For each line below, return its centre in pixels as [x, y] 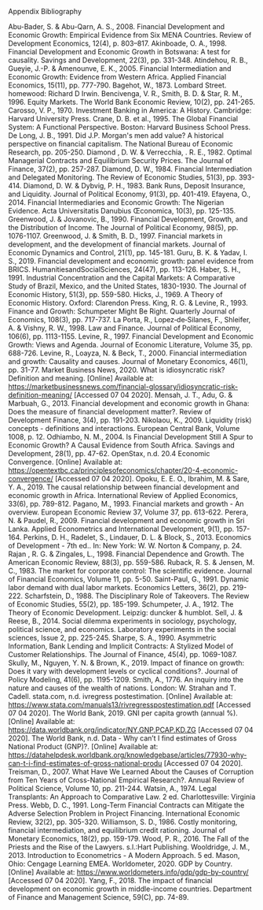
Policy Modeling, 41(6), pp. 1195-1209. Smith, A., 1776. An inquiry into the [126, 680]
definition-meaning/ [40, 395]
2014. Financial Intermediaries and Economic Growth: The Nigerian [116, 202]
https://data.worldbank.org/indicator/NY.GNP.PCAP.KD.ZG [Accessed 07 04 [131, 730]
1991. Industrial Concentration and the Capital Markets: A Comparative [122, 278]
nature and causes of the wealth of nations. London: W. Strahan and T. [122, 688]
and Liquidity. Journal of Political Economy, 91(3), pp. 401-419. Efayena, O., [130, 194]
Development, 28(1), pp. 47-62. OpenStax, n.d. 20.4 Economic [109, 453]
